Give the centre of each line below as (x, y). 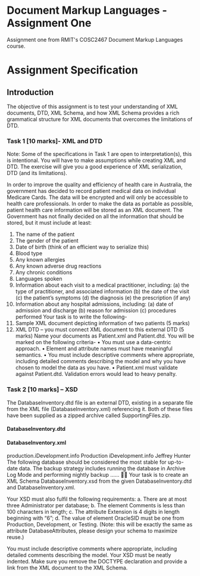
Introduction (30, 92)
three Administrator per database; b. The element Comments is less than (96, 505)
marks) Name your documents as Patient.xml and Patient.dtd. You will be (105, 336)
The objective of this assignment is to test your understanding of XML (92, 106)
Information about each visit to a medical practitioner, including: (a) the (102, 285)
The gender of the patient (47, 241)
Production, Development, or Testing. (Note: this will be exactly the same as (100, 525)
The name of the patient (45, 234)
